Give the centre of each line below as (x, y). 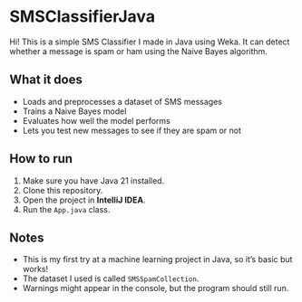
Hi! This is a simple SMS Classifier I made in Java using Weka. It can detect (150, 42)
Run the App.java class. (66, 209)
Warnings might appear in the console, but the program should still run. (156, 288)
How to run (41, 159)
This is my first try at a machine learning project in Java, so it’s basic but (157, 260)
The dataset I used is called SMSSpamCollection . (111, 278)
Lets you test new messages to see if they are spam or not (132, 130)
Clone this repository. (63, 190)
